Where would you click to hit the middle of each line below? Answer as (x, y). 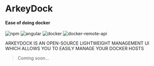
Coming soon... (33, 58)
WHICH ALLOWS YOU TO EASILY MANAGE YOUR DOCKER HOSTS (74, 49)
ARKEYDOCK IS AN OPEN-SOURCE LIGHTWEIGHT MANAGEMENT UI (77, 43)
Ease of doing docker (28, 22)
